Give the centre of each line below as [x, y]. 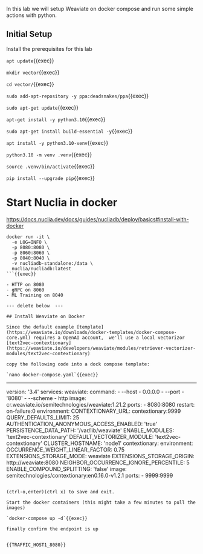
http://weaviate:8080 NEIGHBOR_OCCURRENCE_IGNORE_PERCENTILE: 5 [98, 462]
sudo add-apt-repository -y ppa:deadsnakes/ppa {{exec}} [78, 96]
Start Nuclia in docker [62, 202]
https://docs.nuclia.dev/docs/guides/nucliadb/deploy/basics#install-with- [98, 219]
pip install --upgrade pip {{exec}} [50, 178]
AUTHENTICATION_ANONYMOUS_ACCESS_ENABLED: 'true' [82, 424]
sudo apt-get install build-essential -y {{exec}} [69, 131]
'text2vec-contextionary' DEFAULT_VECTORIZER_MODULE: [80, 436]
